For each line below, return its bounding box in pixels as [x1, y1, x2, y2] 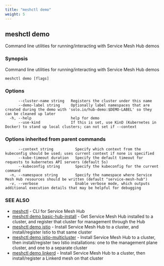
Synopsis [5, 55, 28, 62]
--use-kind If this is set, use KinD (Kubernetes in [18, 120, 157, 125]
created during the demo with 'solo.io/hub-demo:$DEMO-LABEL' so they [5, 107, 152, 112]
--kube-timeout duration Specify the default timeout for [18, 155, 143, 160]
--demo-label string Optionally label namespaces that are [18, 103, 150, 108]
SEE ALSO [5, 197, 30, 204]
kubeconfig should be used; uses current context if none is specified [5, 151, 154, 156]
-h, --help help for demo [9, 116, 99, 120]
